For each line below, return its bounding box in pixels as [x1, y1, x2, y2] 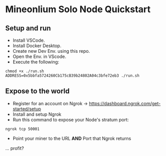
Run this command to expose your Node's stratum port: [12, 116, 129, 122]
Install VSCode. [12, 37, 45, 43]
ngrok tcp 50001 [5, 126, 40, 132]
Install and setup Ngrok [12, 111, 62, 117]
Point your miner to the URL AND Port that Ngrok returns [12, 135, 131, 141]
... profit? [5, 145, 24, 151]
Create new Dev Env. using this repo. [12, 48, 90, 54]
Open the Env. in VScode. [12, 53, 67, 59]
